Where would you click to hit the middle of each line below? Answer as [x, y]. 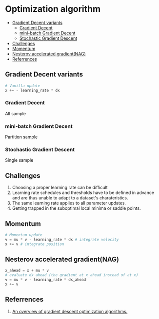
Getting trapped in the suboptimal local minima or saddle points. [76, 208]
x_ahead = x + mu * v [27, 270]
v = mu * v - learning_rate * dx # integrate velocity [62, 239]
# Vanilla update [23, 86]
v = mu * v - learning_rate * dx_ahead [46, 280]
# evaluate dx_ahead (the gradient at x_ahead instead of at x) [72, 275]
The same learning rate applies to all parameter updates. [69, 203]
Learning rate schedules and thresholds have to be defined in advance [83, 193]
